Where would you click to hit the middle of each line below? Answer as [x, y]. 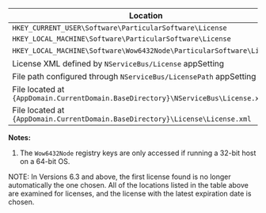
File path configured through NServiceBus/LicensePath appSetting [134, 76]
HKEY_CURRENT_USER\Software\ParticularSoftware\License [120, 28]
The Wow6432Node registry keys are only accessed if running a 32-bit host [138, 153]
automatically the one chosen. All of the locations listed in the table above [129, 185]
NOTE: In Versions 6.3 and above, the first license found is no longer [120, 177]
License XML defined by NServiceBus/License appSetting [118, 64]
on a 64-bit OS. [45, 161]
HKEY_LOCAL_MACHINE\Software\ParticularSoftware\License [122, 39]
